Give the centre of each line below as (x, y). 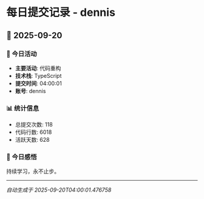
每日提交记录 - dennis (61, 12)
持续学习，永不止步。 (33, 172)
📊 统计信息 (23, 108)
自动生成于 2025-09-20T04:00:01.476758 (59, 190)
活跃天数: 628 (32, 140)
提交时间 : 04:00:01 (38, 83)
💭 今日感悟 (22, 157)
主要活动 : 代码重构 (38, 68)
